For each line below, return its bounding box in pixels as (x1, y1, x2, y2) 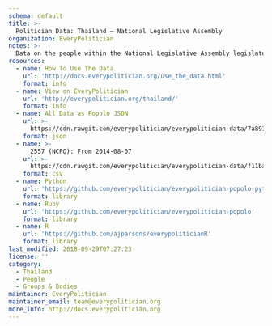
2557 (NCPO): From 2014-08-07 (29, 147, 132, 155)
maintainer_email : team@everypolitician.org (8, 298, 161, 306)
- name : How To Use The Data (15, 65, 114, 73)
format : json (23, 132, 67, 140)
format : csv (23, 170, 63, 178)
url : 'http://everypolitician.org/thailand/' (23, 95, 180, 103)
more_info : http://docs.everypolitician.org (8, 305, 161, 313)
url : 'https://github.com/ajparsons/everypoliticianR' (23, 230, 212, 239)
